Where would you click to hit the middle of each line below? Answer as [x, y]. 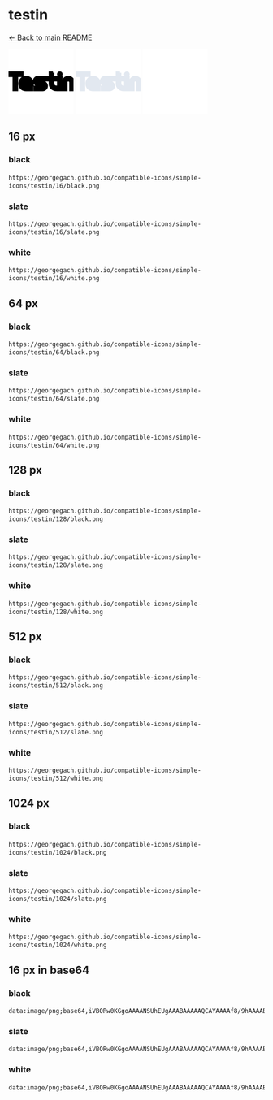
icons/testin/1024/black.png [58, 852]
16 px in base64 [49, 970]
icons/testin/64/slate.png [54, 399]
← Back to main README [50, 37]
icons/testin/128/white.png [56, 612]
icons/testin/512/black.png [56, 686]
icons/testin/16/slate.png [54, 232]
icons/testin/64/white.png [54, 445]
